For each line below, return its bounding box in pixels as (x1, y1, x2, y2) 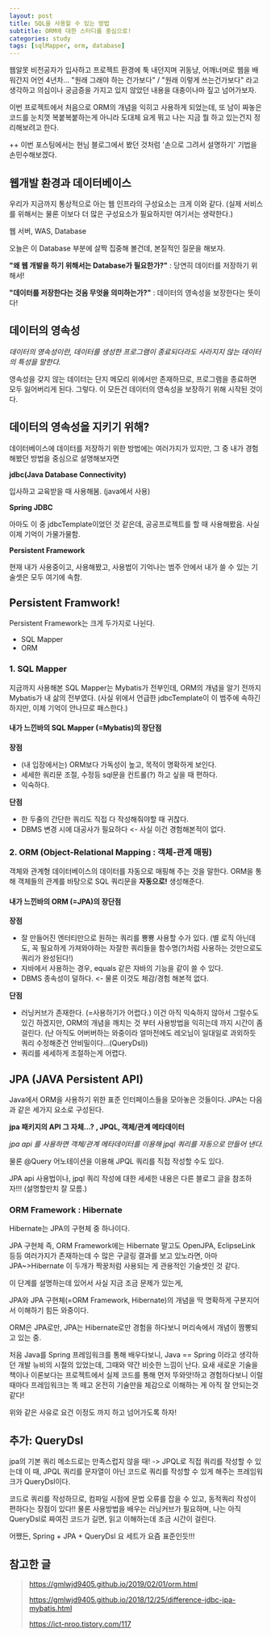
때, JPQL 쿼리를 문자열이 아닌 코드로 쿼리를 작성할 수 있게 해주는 (32, 1466, 236, 1476)
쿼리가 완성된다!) (20, 953, 74, 963)
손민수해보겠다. (9, 150, 57, 160)
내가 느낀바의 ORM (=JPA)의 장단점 (9, 897, 122, 906)
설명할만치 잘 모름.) (26, 1183, 88, 1193)
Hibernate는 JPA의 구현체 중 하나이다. (9, 1224, 130, 1234)
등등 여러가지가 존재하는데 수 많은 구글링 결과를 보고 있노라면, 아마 (9, 1251, 218, 1261)
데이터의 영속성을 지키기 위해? (9, 420, 150, 434)
